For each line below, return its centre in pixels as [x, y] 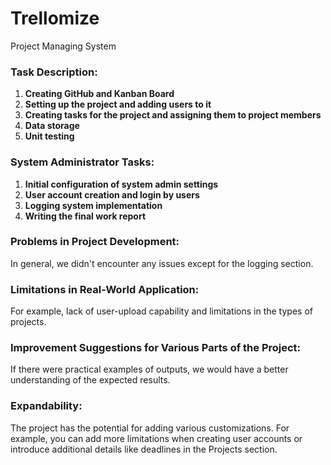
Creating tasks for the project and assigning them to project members [173, 115]
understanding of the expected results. [90, 380]
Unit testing [49, 136]
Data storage [52, 126]
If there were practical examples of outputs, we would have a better [149, 369]
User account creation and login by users [112, 194]
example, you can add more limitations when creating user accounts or [156, 438]
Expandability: [46, 406]
